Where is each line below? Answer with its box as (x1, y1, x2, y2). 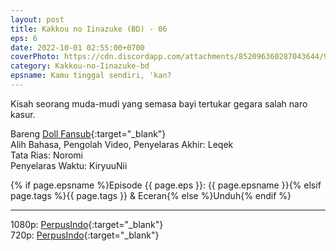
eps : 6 (10, 33, 38, 43)
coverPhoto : (10, 52, 60, 62)
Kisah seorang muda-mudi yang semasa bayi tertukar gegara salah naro (10, 97, 308, 110)
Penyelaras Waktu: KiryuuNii (10, 159, 128, 171)
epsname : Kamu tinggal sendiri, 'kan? (10, 71, 172, 81)
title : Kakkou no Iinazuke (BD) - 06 (10, 24, 168, 34)
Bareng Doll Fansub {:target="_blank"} (10, 127, 167, 140)
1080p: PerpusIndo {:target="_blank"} (10, 218, 164, 230)
